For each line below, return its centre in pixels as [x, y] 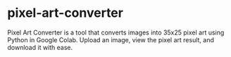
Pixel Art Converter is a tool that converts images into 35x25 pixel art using [116, 32]
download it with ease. [40, 47]
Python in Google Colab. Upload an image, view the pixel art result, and [111, 39]
